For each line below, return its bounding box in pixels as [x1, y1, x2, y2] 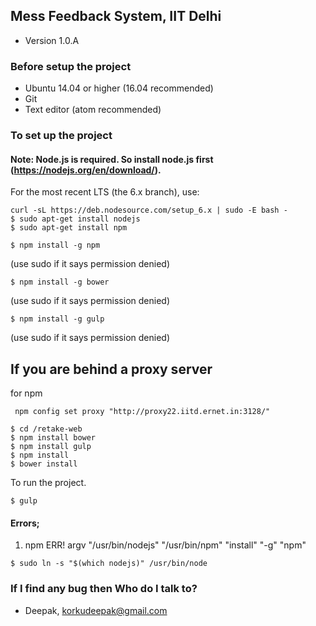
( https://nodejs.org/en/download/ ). [10, 164, 162, 176]
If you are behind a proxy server [10, 360, 213, 378]
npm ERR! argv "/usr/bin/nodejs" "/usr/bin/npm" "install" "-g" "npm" [24, 539, 307, 551]
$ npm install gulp [10, 442, 92, 452]
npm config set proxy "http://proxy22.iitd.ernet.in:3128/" [14, 407, 271, 417]
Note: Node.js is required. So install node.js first [10, 153, 214, 165]
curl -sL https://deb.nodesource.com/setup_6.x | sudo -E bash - [10, 205, 288, 216]
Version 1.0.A [24, 34, 80, 46]
